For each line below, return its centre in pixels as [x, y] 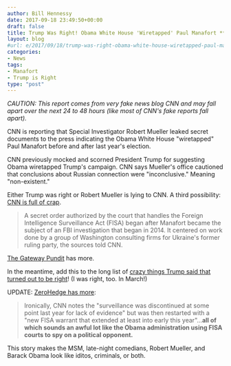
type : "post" [26, 84]
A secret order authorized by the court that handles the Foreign [113, 216]
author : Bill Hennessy [40, 13]
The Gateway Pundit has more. [51, 258]
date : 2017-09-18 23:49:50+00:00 [55, 20]
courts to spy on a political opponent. [78, 335]
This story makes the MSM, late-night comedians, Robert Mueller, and [106, 348]
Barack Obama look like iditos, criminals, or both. [76, 356]
